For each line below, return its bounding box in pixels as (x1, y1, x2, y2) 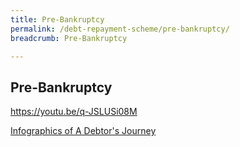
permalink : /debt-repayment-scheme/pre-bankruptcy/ (10, 24, 230, 34)
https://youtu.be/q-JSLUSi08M (10, 106, 138, 118)
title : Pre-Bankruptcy (10, 14, 105, 25)
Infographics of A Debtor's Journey (10, 125, 157, 137)
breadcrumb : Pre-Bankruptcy (10, 33, 128, 43)
